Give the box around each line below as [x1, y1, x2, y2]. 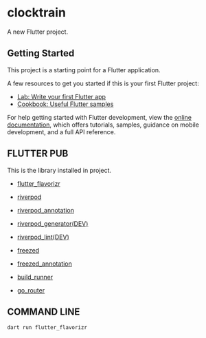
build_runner [16, 273, 54, 281]
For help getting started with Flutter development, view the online [7, 113, 192, 121]
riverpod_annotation [16, 206, 74, 214]
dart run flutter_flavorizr [7, 324, 88, 331]
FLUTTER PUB [7, 148, 69, 160]
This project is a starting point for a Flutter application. [7, 65, 161, 74]
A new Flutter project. [7, 28, 69, 36]
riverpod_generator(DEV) [16, 219, 89, 228]
